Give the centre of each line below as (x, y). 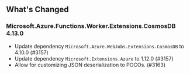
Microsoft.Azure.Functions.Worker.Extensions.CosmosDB (91, 26)
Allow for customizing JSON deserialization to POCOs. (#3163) (90, 65)
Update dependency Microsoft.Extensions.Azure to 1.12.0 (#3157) (94, 58)
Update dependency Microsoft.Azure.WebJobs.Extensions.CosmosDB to (99, 46)
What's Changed (37, 10)
